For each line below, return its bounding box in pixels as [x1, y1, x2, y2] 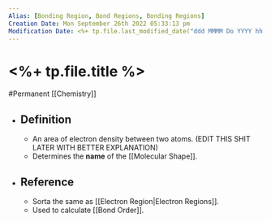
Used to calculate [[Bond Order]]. [32, 205, 144, 215]
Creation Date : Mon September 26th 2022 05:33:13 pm [8, 20, 191, 28]
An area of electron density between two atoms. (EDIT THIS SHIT [32, 134, 251, 144]
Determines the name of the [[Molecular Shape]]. [32, 151, 198, 161]
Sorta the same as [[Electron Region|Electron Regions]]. [32, 196, 219, 206]
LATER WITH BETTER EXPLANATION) [32, 143, 158, 153]
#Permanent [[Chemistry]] [8, 89, 97, 98]
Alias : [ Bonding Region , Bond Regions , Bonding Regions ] [8, 11, 205, 20]
